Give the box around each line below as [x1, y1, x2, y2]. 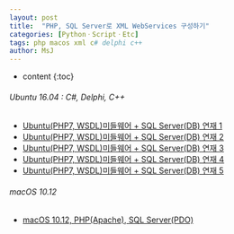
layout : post [9, 13, 58, 22]
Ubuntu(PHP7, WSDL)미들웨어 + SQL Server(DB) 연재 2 [22, 132, 225, 143]
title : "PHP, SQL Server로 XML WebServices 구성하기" [9, 22, 210, 30]
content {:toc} [22, 71, 75, 82]
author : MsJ [9, 47, 54, 56]
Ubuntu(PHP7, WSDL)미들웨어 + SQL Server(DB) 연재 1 [22, 120, 223, 131]
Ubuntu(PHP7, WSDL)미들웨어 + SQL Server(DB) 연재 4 [22, 154, 225, 165]
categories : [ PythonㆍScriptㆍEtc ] [9, 30, 139, 39]
